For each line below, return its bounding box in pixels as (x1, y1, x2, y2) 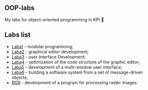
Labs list (4, 31, 31, 39)
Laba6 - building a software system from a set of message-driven (11, 69, 144, 75)
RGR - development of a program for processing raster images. (11, 79, 138, 85)
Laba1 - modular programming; (11, 44, 74, 49)
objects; (11, 75, 28, 80)
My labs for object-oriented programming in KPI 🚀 (4, 16, 104, 22)
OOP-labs (4, 4, 35, 12)
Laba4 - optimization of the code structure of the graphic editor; (11, 59, 140, 65)
